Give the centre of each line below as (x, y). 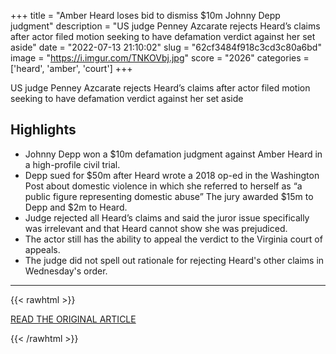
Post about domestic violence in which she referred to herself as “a (163, 186)
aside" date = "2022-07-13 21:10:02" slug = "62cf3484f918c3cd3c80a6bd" (166, 47)
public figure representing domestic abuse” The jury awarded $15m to (169, 196)
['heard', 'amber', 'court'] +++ (71, 68)
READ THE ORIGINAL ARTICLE (73, 319)
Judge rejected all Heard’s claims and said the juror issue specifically (167, 217)
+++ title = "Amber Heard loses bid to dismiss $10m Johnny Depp (145, 15)
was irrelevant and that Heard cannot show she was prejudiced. (156, 228)
